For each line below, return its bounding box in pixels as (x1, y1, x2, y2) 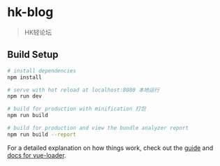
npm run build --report (7, 130, 77, 138)
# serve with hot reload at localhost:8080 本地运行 (7, 86, 160, 93)
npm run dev (7, 93, 42, 100)
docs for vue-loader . (7, 151, 66, 159)
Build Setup (7, 49, 59, 61)
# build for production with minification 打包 (7, 105, 147, 112)
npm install (7, 74, 42, 81)
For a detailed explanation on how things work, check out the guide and (7, 144, 214, 152)
